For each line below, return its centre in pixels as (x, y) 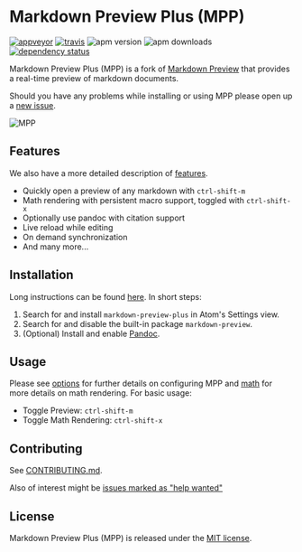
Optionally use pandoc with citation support (104, 218)
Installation (41, 275)
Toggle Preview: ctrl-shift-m (78, 411)
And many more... (55, 247)
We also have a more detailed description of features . (109, 173)
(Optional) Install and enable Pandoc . (91, 333)
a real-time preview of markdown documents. (94, 78)
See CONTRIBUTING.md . (56, 471)
